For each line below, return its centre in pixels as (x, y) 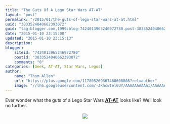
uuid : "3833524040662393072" (36, 24)
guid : (11, 29)
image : (21, 85)
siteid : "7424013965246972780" (47, 52)
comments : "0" (29, 62)
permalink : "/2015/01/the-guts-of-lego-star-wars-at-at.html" (72, 19)
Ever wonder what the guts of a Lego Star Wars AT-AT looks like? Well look (83, 100)
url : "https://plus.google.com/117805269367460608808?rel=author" (86, 81)
